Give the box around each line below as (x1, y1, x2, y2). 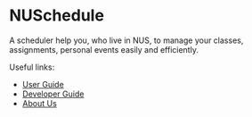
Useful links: (9, 62, 55, 72)
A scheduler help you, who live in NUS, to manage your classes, (9, 35, 244, 46)
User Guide (21, 79, 64, 89)
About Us (21, 97, 58, 108)
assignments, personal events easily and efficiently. (9, 44, 199, 54)
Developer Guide (21, 88, 85, 99)
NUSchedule (9, 5, 105, 26)
